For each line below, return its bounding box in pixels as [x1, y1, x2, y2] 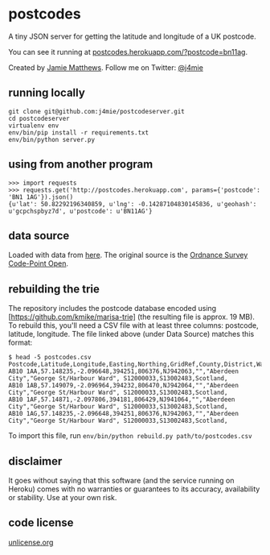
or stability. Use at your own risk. [8, 493, 117, 502]
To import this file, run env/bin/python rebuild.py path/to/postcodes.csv [8, 431, 252, 441]
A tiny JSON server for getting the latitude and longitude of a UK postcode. [8, 31, 257, 41]
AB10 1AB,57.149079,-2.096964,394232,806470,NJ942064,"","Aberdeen [8, 382, 239, 390]
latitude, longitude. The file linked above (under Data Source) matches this [8, 329, 255, 339]
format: [8, 338, 33, 347]
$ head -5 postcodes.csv [8, 354, 92, 362]
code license [8, 516, 74, 530]
